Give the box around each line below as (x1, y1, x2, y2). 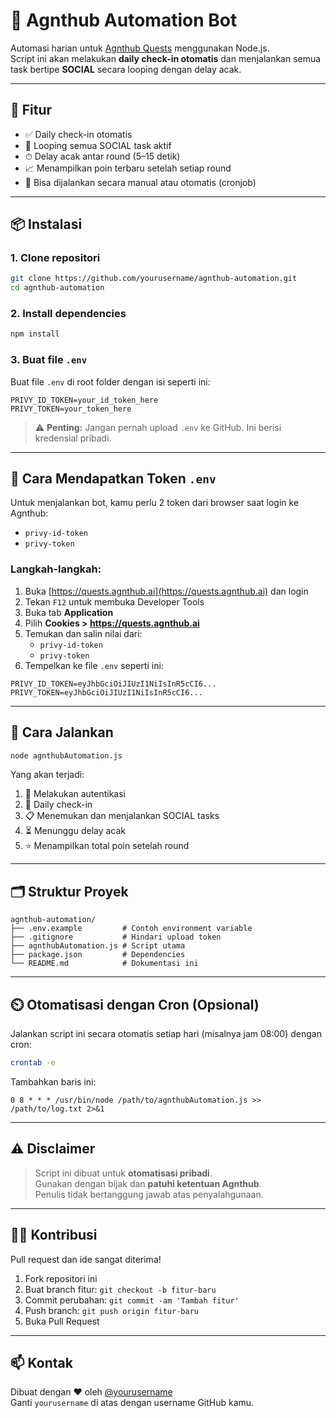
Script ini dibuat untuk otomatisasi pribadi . (34, 1167, 213, 1179)
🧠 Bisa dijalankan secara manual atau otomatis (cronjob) (24, 176, 257, 188)
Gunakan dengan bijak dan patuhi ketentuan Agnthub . (34, 1177, 262, 1189)
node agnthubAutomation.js (10, 750, 123, 761)
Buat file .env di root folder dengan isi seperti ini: (10, 375, 211, 388)
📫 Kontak (10, 1354, 73, 1371)
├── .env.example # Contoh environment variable (10, 924, 253, 934)
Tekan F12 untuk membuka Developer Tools (24, 595, 205, 608)
